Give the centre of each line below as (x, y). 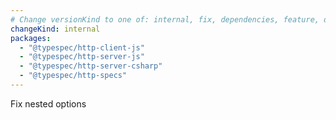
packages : (31, 38)
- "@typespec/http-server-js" (82, 57)
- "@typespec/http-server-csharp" (91, 66)
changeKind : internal (55, 29)
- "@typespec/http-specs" (73, 76)
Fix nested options (48, 103)
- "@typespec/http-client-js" (82, 47)
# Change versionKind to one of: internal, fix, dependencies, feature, (165, 19)
